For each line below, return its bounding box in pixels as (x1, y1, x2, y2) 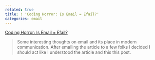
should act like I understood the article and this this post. (17, 49, 131, 55)
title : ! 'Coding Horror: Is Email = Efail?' (5, 12, 99, 17)
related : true (5, 7, 34, 12)
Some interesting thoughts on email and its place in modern (17, 39, 137, 45)
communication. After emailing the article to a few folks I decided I (17, 44, 150, 50)
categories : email (5, 16, 42, 21)
